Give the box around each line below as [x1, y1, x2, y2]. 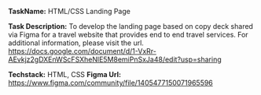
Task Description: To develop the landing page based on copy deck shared [8, 22, 254, 30]
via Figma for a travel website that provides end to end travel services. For [8, 30, 249, 39]
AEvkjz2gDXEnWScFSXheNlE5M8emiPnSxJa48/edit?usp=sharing [8, 55, 222, 64]
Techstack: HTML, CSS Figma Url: [8, 70, 122, 79]
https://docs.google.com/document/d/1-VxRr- [8, 47, 157, 55]
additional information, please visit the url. [8, 38, 144, 47]
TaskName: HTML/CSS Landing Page [8, 7, 131, 16]
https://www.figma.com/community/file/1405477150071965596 [8, 78, 214, 87]
